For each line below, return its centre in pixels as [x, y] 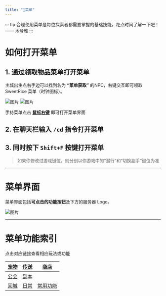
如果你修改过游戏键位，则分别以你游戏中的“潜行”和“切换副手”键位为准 [88, 160]
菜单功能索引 [31, 239]
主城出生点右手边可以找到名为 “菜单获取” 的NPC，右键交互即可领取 [74, 85]
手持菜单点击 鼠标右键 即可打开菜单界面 [45, 112]
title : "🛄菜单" [20, 10]
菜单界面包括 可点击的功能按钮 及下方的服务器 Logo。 [59, 201]
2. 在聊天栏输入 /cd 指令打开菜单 [54, 129]
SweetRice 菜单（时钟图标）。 [35, 91]
